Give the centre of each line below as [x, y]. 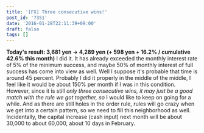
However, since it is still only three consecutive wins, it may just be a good [100, 91]
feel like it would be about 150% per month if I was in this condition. [91, 84]
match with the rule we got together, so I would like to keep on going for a [99, 98]
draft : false [23, 29]
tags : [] [17, 35]
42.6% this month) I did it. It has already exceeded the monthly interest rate [102, 59]
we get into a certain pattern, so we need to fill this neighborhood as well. [98, 110]
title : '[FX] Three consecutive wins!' [57, 12]
